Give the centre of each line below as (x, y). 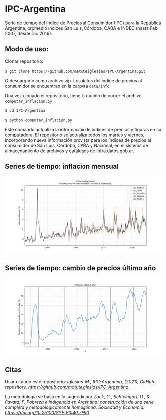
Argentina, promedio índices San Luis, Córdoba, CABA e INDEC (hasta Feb (81, 28)
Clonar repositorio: (24, 61)
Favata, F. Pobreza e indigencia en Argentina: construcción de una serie (80, 402)
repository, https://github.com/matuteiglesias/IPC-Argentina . (68, 387)
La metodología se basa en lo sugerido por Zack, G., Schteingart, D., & (78, 397)
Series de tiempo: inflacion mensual (62, 166)
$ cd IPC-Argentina (25, 110)
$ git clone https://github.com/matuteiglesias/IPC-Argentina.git (75, 71)
